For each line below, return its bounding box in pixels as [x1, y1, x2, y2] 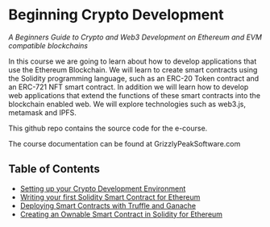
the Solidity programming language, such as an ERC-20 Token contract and [8, 73, 260, 83]
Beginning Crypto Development [8, 6, 224, 24]
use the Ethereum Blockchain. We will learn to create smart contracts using [8, 64, 258, 74]
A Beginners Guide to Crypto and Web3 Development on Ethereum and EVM [8, 32, 262, 42]
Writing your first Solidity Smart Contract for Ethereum [19, 192, 201, 202]
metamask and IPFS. [8, 107, 77, 118]
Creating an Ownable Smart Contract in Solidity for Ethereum [19, 209, 223, 219]
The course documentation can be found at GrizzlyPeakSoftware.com [8, 138, 241, 148]
